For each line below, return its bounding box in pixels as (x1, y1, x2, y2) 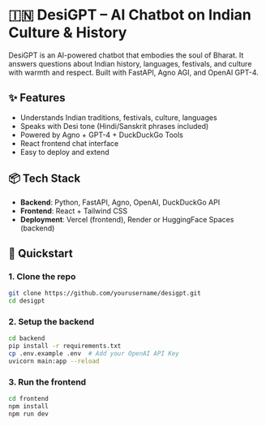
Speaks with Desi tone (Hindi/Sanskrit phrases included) (19, 121, 209, 131)
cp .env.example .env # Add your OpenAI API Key (8, 350, 180, 358)
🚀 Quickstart (8, 246, 73, 260)
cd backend (8, 334, 45, 342)
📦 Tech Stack (8, 172, 81, 186)
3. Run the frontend (8, 376, 87, 387)
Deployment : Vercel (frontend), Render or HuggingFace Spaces (19, 214, 234, 224)
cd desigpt (8, 297, 45, 305)
